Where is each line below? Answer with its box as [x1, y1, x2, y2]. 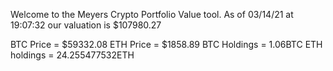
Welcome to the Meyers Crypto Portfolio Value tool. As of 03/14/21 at [10, 9, 294, 20]
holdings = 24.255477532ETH [10, 49, 135, 61]
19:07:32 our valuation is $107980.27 [10, 19, 162, 31]
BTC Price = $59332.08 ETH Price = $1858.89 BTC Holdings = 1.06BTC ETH [10, 39, 323, 50]
